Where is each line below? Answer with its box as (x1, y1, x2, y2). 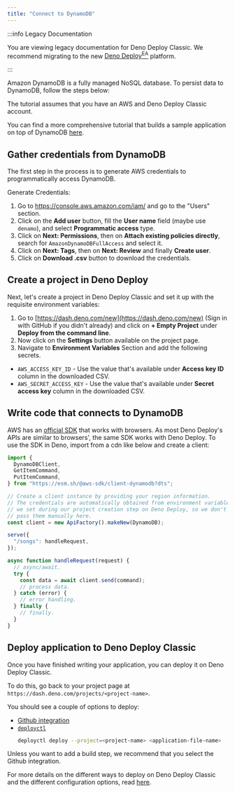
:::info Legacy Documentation (7, 29, 92, 38)
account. (7, 107, 33, 116)
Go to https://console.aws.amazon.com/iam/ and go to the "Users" (17, 202, 211, 210)
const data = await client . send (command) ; (20, 577, 145, 584)
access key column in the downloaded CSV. (17, 387, 145, 395)
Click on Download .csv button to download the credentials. (17, 254, 191, 263)
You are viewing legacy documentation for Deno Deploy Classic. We (7, 43, 204, 51)
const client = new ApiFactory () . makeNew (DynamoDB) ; (7, 519, 164, 526)
